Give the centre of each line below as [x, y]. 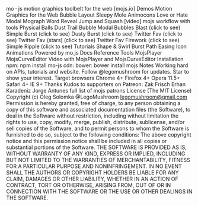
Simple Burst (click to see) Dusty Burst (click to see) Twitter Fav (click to [94, 34]
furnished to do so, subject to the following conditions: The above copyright [99, 135]
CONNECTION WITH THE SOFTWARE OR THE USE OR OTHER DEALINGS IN [99, 191]
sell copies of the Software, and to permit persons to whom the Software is [98, 128]
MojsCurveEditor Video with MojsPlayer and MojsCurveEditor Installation [95, 59]
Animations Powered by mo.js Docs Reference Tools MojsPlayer [84, 53]
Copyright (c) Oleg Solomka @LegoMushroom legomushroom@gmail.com [97, 97]
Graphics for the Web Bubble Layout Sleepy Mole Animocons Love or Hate [97, 15]
